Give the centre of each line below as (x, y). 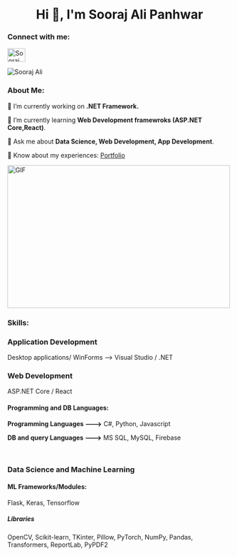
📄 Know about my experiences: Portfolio (67, 155)
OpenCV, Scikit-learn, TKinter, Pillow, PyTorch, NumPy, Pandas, (100, 537)
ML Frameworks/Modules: (47, 487)
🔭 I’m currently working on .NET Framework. (73, 106)
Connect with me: (39, 37)
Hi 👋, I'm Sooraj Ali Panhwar (120, 15)
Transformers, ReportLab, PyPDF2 (58, 545)
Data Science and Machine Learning (71, 470)
